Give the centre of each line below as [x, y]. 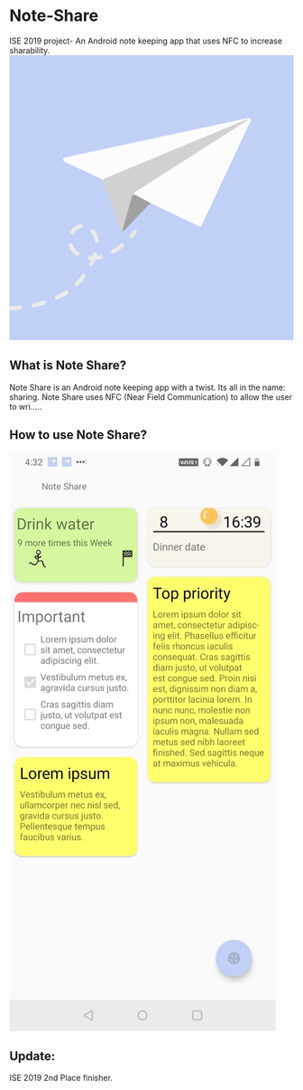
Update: [32, 1056]
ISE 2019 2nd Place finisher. [61, 1078]
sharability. [30, 50]
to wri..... [26, 406]
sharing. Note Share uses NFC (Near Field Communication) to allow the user [151, 397]
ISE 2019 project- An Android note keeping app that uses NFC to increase [146, 41]
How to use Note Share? [78, 435]
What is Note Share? [68, 366]
